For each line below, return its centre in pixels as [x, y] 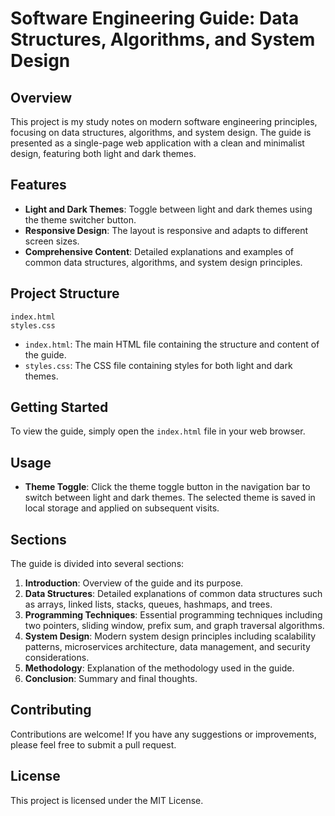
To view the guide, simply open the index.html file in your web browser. [158, 431]
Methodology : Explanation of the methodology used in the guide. [159, 668]
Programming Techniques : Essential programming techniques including [173, 615]
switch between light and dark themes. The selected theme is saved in [170, 498]
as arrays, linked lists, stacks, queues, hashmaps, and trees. [148, 604]
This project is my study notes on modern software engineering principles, [164, 121]
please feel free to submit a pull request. [93, 744]
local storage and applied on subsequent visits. [122, 508]
